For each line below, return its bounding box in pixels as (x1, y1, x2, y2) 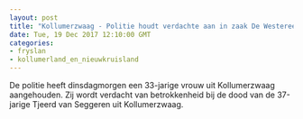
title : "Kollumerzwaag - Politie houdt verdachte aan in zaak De (9, 22, 260, 31)
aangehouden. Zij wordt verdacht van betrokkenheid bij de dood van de (9, 89, 276, 100)
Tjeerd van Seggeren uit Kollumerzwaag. (32, 99, 184, 109)
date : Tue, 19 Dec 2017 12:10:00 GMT (9, 30, 151, 39)
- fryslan (9, 47, 47, 56)
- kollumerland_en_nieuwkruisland (9, 55, 140, 64)
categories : (9, 38, 54, 48)
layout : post (9, 13, 59, 23)
